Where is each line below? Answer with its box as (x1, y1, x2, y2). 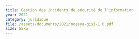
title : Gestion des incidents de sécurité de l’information (5, 7, 134, 13)
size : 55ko (5, 26, 28, 31)
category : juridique (5, 17, 49, 22)
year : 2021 (5, 12, 28, 17)
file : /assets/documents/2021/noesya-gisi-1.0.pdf (5, 21, 114, 27)
